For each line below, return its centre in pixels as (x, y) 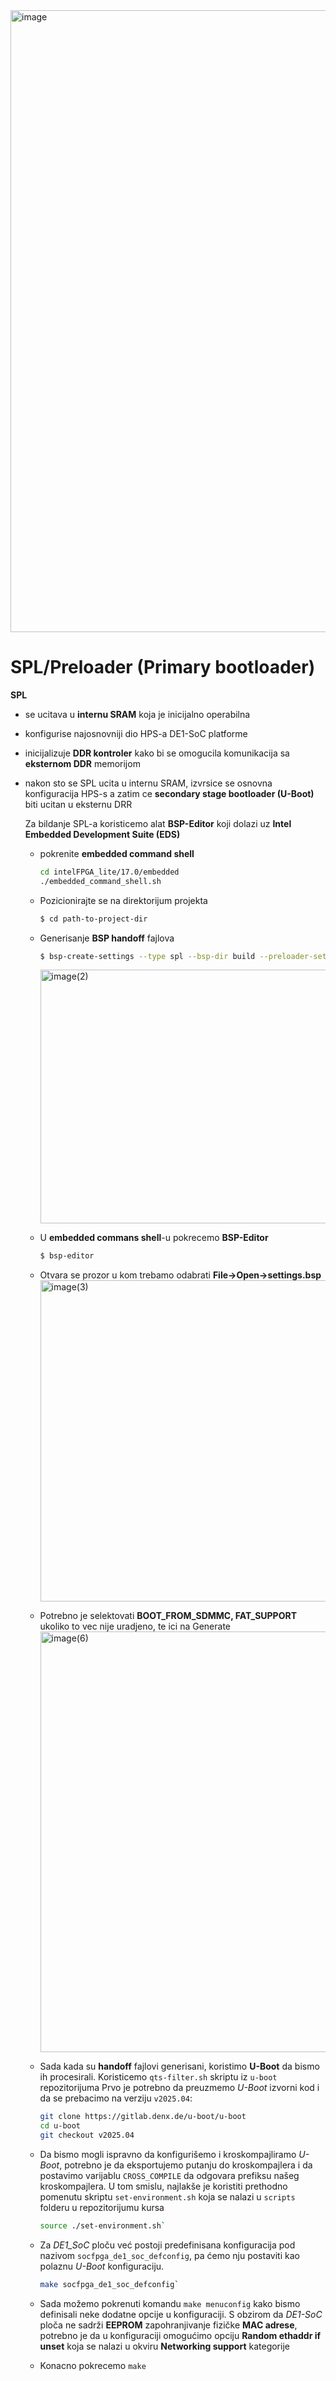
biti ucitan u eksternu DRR (78, 804)
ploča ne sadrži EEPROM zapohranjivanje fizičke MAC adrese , (168, 2325)
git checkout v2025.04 (87, 2135)
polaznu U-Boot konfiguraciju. (102, 2266)
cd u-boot (60, 2126)
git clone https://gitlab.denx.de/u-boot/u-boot (143, 2117)
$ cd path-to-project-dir (93, 919)
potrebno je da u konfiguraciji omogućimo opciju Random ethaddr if (180, 2335)
